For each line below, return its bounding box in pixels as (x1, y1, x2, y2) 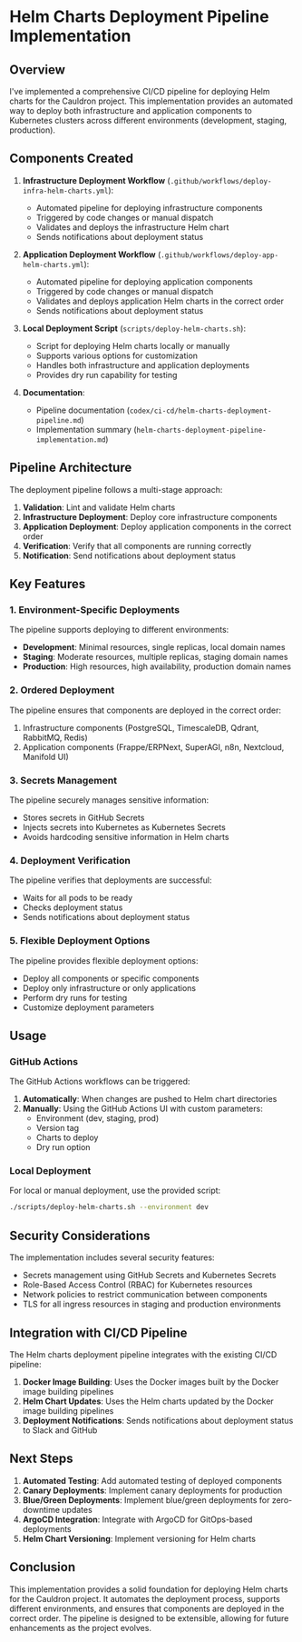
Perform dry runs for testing (22, 992, 128, 1003)
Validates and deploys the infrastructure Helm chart (35, 221, 229, 233)
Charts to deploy (35, 1132, 99, 1143)
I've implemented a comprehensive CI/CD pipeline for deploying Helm (9, 86, 270, 96)
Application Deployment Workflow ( (22, 248, 161, 260)
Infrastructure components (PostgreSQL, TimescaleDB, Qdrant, (22, 722, 259, 733)
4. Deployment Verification (9, 854, 132, 866)
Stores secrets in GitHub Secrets (22, 812, 145, 823)
